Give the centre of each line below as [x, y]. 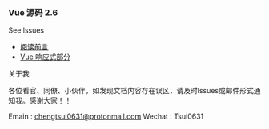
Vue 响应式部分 [45, 57]
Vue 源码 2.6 [33, 12]
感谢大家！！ [50, 100]
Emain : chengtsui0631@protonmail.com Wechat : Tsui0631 [106, 116]
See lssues [26, 30]
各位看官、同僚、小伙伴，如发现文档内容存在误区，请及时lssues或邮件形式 [131, 91]
